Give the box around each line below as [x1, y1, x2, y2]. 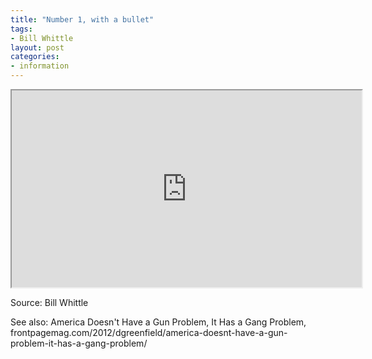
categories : [10, 52, 60, 62]
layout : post [10, 42, 65, 53]
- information [10, 61, 70, 71]
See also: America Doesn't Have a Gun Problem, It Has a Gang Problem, [10, 316, 307, 328]
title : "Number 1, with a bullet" [10, 14, 155, 25]
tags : [10, 24, 33, 34]
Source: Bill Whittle [10, 297, 89, 308]
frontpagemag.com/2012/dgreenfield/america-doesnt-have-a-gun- [10, 327, 288, 338]
